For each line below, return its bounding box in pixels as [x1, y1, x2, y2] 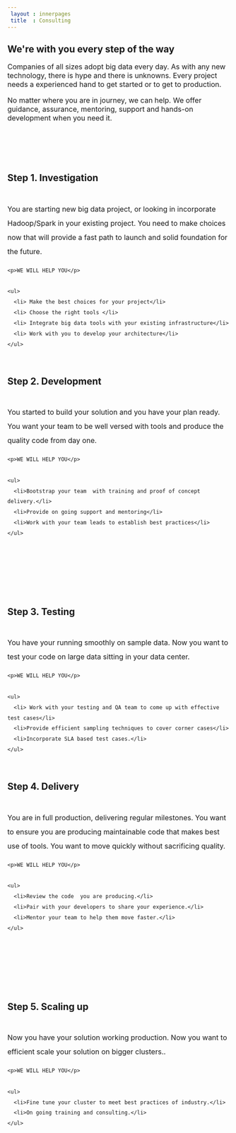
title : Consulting [10, 17, 71, 24]
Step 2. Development [7, 375, 102, 387]
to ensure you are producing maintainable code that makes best [7, 827, 220, 836]
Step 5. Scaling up [7, 1001, 89, 1013]
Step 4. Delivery [7, 781, 80, 793]
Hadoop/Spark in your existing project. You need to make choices [7, 218, 226, 228]
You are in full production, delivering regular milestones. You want [7, 812, 226, 822]
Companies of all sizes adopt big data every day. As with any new [7, 62, 226, 71]
